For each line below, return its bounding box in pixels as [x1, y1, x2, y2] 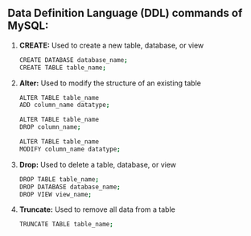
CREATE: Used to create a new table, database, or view [19, 40, 204, 50]
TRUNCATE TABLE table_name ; [19, 221, 113, 229]
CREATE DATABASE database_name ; [19, 56, 128, 64]
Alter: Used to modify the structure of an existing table [19, 78, 202, 88]
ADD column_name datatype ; [19, 101, 110, 110]
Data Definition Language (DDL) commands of [7, 6, 243, 20]
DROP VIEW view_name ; [19, 190, 92, 198]
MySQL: [7, 19, 49, 33]
